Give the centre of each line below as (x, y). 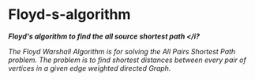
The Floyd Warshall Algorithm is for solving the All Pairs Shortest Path (122, 51)
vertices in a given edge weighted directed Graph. (90, 68)
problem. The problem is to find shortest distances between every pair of (127, 60)
